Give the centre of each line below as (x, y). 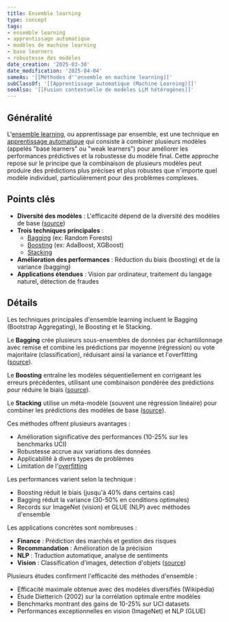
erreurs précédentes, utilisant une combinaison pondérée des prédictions (110, 382)
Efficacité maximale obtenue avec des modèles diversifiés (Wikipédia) (116, 589)
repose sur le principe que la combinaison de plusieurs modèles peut (104, 163)
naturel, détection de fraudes (58, 281)
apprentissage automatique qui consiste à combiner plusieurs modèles (107, 141)
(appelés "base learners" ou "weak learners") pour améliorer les (98, 149)
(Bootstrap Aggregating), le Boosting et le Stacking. (80, 327)
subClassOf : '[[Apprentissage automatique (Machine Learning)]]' (102, 84)
